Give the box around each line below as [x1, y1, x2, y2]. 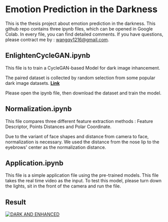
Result [5, 198, 26, 206]
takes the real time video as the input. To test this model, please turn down [5, 178, 162, 184]
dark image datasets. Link [5, 80, 60, 86]
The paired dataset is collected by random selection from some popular [5, 75, 155, 81]
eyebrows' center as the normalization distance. [5, 144, 106, 150]
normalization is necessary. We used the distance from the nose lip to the [5, 139, 159, 145]
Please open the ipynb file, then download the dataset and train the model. [5, 90, 162, 96]
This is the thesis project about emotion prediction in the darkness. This [5, 20, 156, 26]
